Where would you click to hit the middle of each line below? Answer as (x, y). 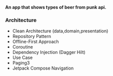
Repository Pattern (32, 36)
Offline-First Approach (35, 41)
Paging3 (21, 63)
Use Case (22, 57)
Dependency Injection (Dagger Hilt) (49, 52)
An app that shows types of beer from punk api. (56, 7)
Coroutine (23, 47)
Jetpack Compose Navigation (43, 68)
